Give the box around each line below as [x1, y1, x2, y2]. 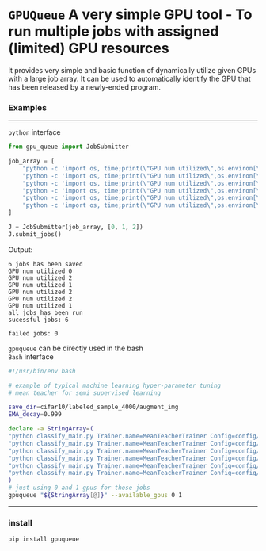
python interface [8, 128, 61, 137]
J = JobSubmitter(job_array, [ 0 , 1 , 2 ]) [8, 224, 144, 231]
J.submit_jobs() [8, 230, 62, 239]
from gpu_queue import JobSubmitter [8, 143, 129, 151]
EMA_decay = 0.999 [8, 411, 62, 419]
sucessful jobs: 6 [8, 316, 69, 323]
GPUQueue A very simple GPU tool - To [8, 6, 253, 24]
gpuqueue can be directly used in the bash [8, 343, 144, 353]
